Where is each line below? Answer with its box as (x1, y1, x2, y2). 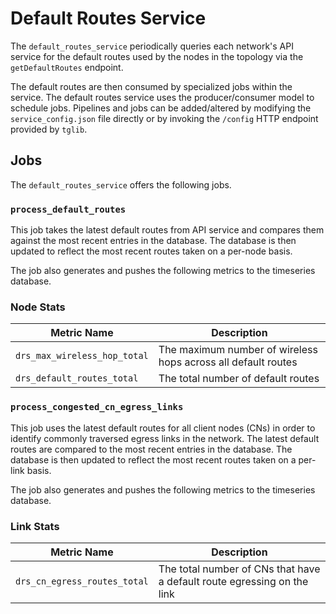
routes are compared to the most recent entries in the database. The (10, 443, 293, 455)
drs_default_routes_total (15, 373, 139, 384)
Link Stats (10, 519, 60, 533)
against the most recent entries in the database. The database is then (10, 235, 297, 247)
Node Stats (10, 300, 66, 314)
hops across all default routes (158, 355, 298, 369)
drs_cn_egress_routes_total (15, 575, 149, 587)
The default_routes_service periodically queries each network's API (10, 40, 294, 52)
